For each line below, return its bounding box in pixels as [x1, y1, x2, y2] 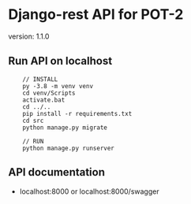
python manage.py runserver [22, 144, 114, 152]
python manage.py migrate [22, 124, 108, 132]
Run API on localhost [8, 54, 113, 68]
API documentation [8, 165, 105, 179]
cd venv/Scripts [22, 89, 77, 97]
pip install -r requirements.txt [22, 109, 133, 117]
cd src [22, 117, 44, 124]
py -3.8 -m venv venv [22, 82, 93, 90]
